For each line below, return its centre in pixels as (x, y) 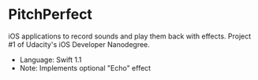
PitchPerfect (50, 15)
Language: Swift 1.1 (50, 60)
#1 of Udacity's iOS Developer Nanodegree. (79, 44)
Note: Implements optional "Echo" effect (85, 67)
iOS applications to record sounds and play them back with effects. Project (130, 36)
